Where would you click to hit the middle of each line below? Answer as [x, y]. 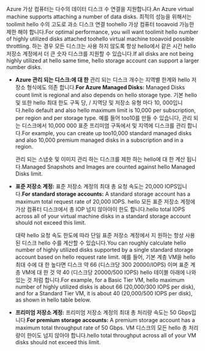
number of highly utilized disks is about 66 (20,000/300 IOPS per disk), [105, 287]
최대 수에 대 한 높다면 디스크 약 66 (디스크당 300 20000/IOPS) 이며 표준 [102, 264]
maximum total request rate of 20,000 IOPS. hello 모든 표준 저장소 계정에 [105, 201]
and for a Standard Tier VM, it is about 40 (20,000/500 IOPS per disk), [104, 293]
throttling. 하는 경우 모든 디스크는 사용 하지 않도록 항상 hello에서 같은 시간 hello [101, 46]
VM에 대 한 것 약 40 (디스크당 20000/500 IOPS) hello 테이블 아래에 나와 [109, 272]
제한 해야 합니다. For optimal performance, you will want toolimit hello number [102, 32]
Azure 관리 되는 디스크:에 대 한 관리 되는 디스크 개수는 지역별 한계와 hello [103, 79]
